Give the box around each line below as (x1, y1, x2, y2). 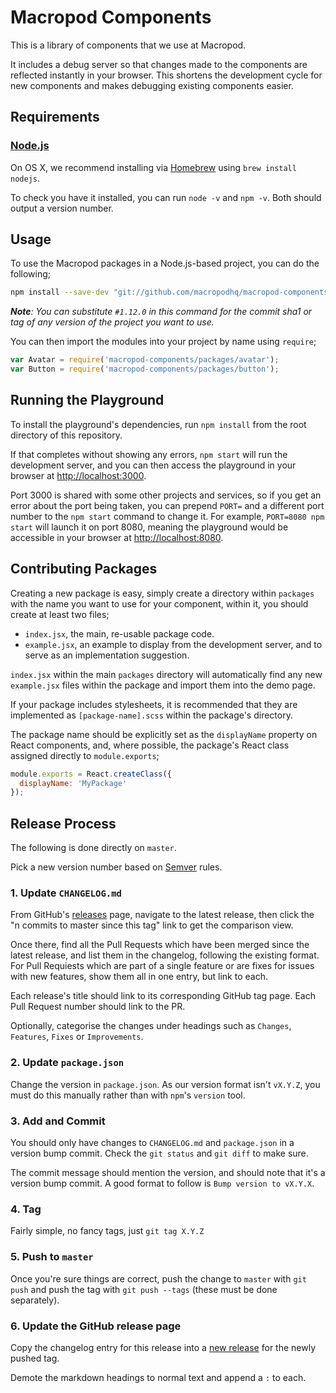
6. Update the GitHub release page (10, 1319, 182, 1333)
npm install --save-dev (10, 287, 110, 298)
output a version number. (10, 202, 114, 214)
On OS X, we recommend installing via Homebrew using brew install (10, 161, 297, 173)
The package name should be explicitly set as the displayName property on (10, 728, 318, 740)
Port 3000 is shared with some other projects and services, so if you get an (10, 489, 322, 501)
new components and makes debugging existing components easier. (10, 79, 294, 91)
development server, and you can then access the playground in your (10, 459, 297, 471)
